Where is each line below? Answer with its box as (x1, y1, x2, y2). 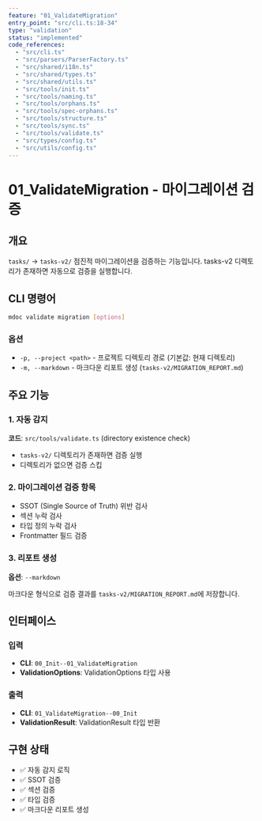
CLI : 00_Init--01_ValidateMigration (19, 658, 138, 668)
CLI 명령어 (8, 292, 57, 305)
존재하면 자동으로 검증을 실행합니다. (22, 267, 133, 276)
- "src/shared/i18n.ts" (15, 63, 93, 71)
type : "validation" (8, 26, 73, 34)
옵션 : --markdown (8, 572, 61, 581)
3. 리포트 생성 (8, 553, 58, 564)
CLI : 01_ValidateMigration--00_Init (19, 708, 138, 717)
